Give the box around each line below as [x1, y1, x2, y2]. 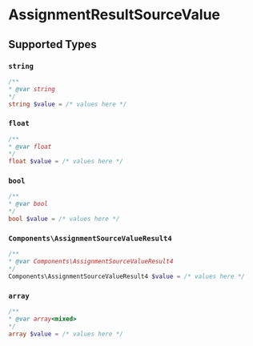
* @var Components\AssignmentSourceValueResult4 [8, 258, 174, 266]
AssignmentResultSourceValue [8, 6, 221, 24]
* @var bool [8, 200, 48, 208]
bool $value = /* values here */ [8, 215, 120, 223]
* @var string [8, 85, 56, 93]
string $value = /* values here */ [8, 100, 127, 108]
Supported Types [8, 38, 98, 51]
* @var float [8, 143, 52, 151]
